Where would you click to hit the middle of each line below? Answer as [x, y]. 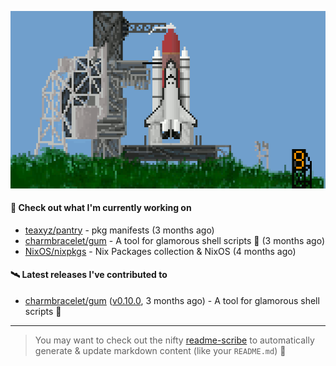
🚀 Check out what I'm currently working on [101, 208]
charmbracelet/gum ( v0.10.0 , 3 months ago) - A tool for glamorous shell [172, 300]
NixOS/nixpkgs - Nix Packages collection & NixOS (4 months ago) [160, 251]
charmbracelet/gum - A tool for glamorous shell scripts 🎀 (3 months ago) [175, 240]
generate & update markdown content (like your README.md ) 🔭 [160, 350]
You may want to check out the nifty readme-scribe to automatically [174, 340]
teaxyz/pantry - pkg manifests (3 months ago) [119, 230]
